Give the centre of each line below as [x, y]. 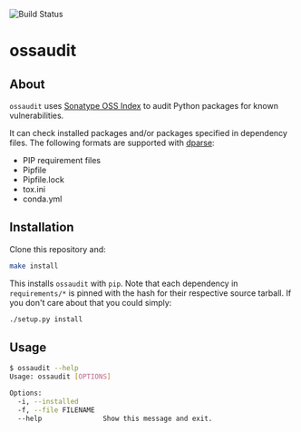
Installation [42, 227]
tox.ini [34, 189]
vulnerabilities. [37, 115]
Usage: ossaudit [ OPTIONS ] [60, 377]
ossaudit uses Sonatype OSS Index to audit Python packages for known [144, 106]
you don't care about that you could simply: [91, 302]
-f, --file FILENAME [56, 410]
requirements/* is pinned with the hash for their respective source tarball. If [150, 293]
